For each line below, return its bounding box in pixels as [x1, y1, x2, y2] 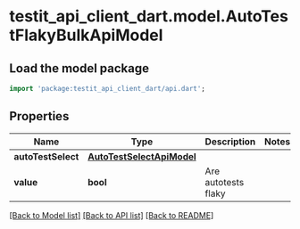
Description [204, 135, 256, 148]
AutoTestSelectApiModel [87, 150, 196, 162]
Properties [9, 109, 70, 124]
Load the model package [9, 61, 150, 76]
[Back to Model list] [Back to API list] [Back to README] [9, 209, 214, 220]
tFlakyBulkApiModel [9, 25, 163, 45]
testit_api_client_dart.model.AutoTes [9, 6, 288, 27]
